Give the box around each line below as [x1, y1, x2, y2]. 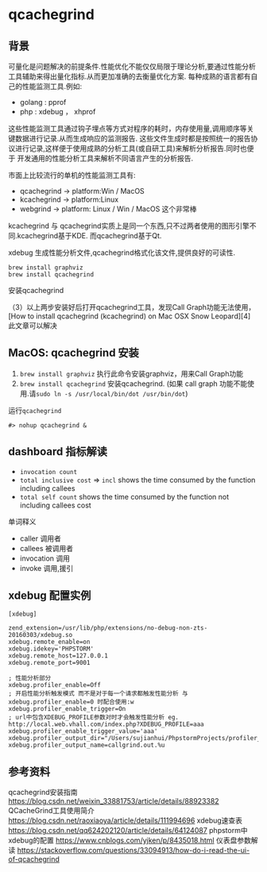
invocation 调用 [19, 554, 70, 563]
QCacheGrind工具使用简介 [8, 806, 95, 816]
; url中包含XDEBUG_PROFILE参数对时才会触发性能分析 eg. [8, 713, 180, 722]
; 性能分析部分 [8, 674, 52, 682]
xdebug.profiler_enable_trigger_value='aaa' [8, 727, 158, 735]
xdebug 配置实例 [8, 589, 91, 603]
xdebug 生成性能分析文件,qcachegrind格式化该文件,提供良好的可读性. [8, 248, 236, 257]
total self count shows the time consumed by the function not [19, 492, 230, 501]
